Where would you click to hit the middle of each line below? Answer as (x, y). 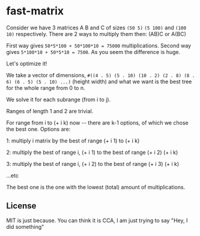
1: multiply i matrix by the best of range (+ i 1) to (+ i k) (73, 140)
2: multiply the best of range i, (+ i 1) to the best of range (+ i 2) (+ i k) (92, 152)
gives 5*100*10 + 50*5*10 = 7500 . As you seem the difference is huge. (93, 52)
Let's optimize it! (27, 63)
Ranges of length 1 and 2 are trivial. (50, 111)
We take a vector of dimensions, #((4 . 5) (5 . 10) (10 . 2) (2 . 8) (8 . (101, 75)
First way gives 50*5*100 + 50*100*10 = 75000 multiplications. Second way (98, 46)
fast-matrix (35, 11)
